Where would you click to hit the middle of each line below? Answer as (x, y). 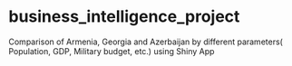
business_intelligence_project (124, 17)
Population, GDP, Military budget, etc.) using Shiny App (112, 51)
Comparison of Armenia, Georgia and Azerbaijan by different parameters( (146, 42)
